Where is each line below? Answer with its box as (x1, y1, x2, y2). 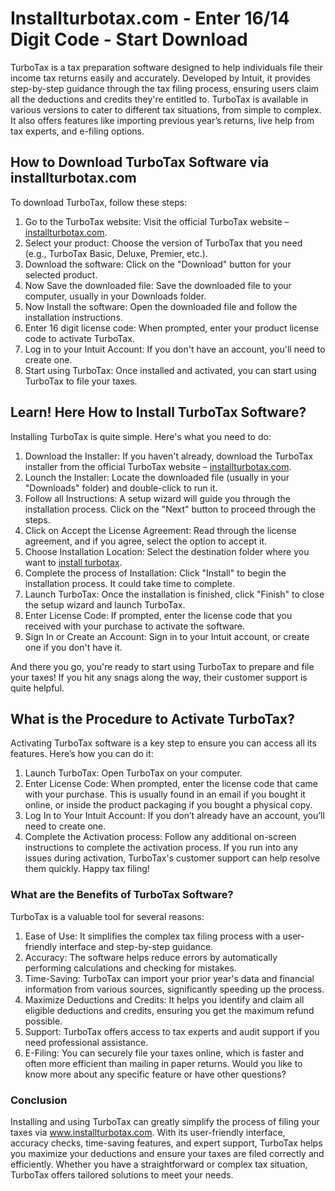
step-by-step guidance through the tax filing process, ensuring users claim (10, 82, 320, 94)
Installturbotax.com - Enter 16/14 (10, 7, 290, 30)
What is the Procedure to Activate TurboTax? (10, 710, 295, 727)
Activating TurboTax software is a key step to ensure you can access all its (10, 737, 317, 749)
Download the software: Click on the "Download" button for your (24, 258, 292, 270)
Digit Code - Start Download (10, 28, 248, 51)
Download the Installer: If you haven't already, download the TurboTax (24, 450, 314, 462)
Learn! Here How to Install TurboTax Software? (10, 404, 307, 421)
